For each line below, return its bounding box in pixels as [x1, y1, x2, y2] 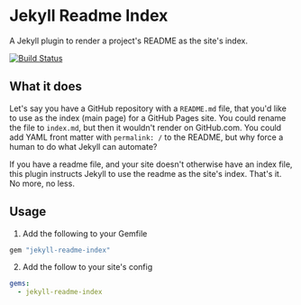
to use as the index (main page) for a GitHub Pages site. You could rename [9, 112, 287, 123]
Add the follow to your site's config [22, 262, 153, 273]
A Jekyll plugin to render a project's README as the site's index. [9, 35, 248, 46]
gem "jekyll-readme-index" [9, 245, 111, 254]
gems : [9, 279, 30, 289]
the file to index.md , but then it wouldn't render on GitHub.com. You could [9, 122, 282, 133]
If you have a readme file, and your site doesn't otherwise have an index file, [9, 159, 293, 170]
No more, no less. [9, 178, 75, 189]
